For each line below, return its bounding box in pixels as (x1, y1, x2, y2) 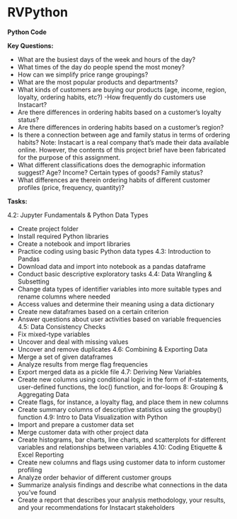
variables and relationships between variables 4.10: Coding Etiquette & (17, 442, 223, 451)
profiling (17, 465, 42, 474)
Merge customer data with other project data (17, 428, 149, 436)
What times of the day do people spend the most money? (17, 62, 185, 71)
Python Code (7, 28, 47, 36)
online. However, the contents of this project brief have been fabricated (17, 145, 226, 154)
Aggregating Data (17, 390, 69, 398)
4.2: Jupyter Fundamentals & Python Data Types (7, 211, 149, 219)
